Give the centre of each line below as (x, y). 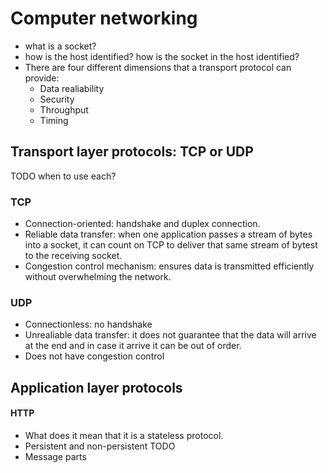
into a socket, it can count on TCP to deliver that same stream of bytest (171, 245)
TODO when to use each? (63, 176)
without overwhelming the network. (98, 277)
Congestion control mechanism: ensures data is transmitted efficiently (169, 266)
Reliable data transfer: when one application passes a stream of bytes (168, 234)
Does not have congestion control (94, 356)
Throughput (64, 109)
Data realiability (72, 88)
